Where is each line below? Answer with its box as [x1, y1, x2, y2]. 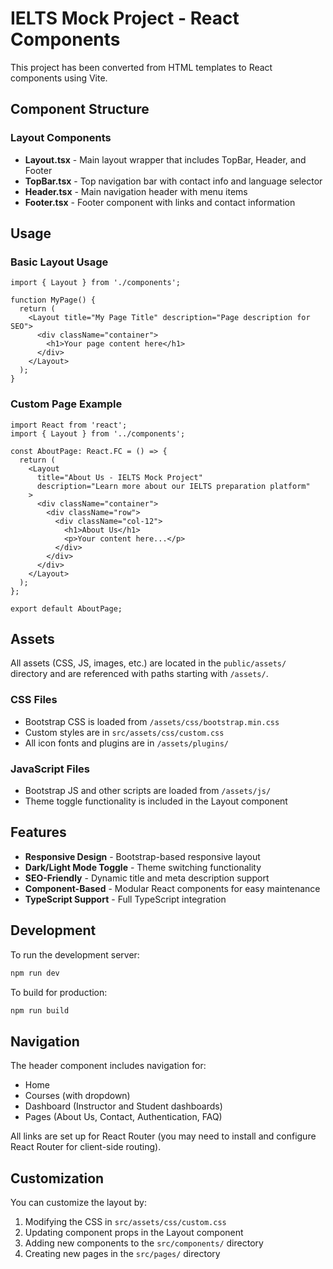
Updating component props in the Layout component [24, 1227, 244, 1239]
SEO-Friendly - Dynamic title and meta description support [24, 872, 270, 884]
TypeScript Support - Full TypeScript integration [24, 893, 227, 905]
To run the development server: [10, 948, 140, 961]
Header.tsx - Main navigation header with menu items [24, 185, 248, 197]
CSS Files [10, 693, 58, 707]
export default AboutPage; [10, 603, 123, 614]
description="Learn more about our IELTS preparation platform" [36, 481, 311, 491]
